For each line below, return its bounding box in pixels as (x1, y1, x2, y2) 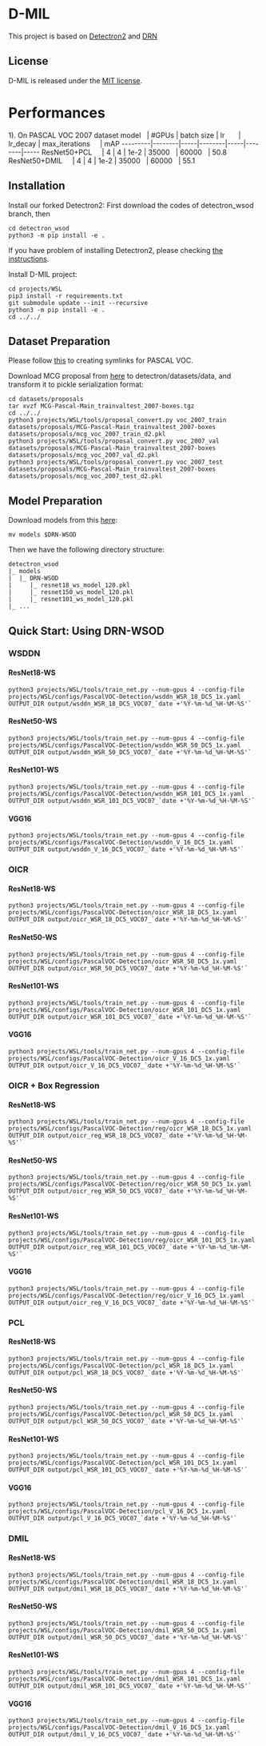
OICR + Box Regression (8, 1080, 100, 1091)
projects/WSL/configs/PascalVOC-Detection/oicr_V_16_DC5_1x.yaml (8, 1054, 230, 1062)
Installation (8, 179, 66, 193)
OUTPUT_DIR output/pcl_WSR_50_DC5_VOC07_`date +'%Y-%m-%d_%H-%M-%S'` (8, 1418, 245, 1426)
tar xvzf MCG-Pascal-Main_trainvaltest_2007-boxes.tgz (8, 402, 195, 411)
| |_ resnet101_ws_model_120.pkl (8, 596, 134, 604)
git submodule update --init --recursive (8, 299, 149, 307)
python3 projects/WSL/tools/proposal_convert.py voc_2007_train (8, 416, 227, 424)
